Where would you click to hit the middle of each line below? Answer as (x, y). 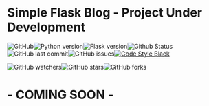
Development (46, 27)
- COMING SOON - (60, 95)
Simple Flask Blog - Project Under (105, 13)
